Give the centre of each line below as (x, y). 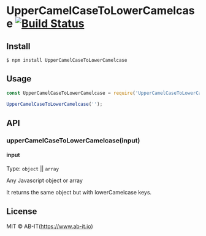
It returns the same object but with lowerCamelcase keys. (79, 193)
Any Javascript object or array (44, 180)
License (22, 212)
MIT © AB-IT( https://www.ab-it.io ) (50, 226)
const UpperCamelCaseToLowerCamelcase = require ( (71, 93)
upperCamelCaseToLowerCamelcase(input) (73, 140)
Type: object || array (33, 169)
